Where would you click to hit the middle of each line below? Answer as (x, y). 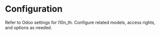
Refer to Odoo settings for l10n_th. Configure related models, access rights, (80, 22)
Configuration (34, 9)
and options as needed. (29, 27)
